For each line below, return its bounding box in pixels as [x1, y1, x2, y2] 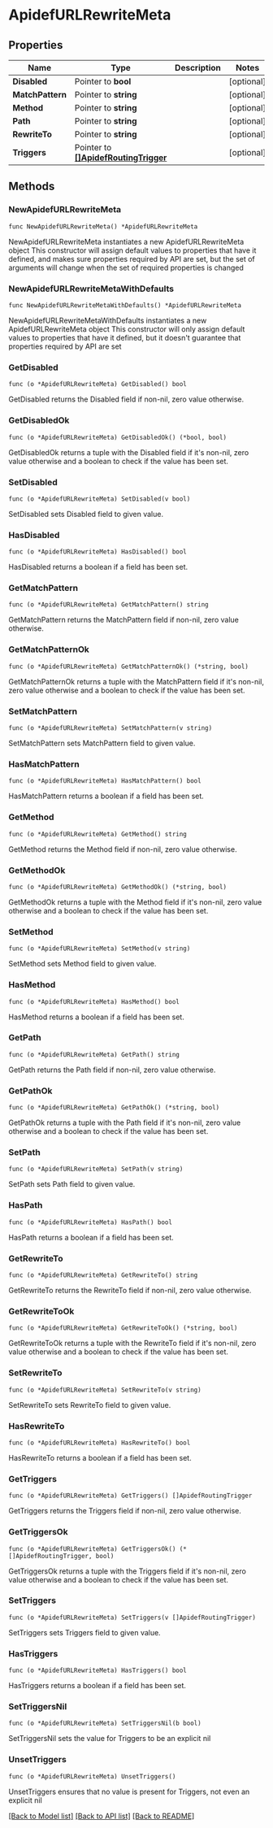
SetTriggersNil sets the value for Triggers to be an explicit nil [8, 1734, 211, 1743]
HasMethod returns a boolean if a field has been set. [8, 1012, 184, 1022]
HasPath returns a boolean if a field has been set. [8, 1232, 175, 1242]
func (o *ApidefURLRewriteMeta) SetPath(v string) [8, 1165, 184, 1174]
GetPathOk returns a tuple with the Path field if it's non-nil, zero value [8, 1118, 241, 1127]
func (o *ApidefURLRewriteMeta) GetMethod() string [8, 830, 187, 838]
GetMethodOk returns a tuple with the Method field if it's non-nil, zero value [8, 897, 262, 907]
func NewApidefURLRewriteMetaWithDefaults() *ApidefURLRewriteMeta [8, 301, 242, 310]
